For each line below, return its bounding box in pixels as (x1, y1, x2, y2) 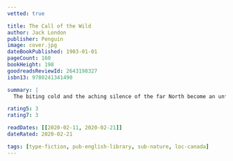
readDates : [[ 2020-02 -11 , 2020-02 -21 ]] (7, 124, 123, 131)
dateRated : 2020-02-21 (7, 131, 73, 138)
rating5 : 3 (7, 105, 39, 113)
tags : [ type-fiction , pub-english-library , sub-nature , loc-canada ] (7, 143, 209, 150)
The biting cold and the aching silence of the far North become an (13, 93, 216, 100)
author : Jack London (7, 29, 67, 36)
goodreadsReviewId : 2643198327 (7, 67, 98, 75)
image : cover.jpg (7, 42, 58, 49)
